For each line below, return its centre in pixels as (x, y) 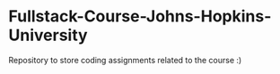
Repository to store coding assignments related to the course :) (125, 60)
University (48, 35)
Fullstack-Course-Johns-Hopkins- (140, 16)
